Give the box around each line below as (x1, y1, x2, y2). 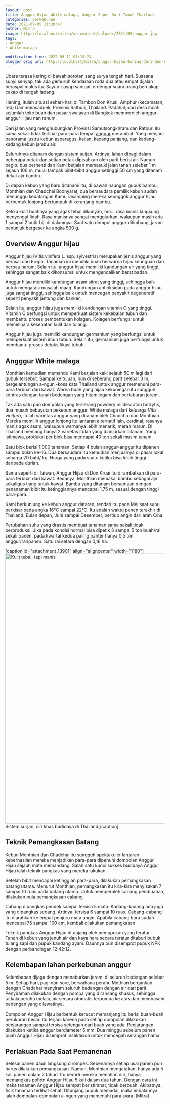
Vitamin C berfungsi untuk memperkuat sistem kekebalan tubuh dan (5, 310, 147, 317)
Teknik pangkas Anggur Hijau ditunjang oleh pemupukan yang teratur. (5, 929, 151, 935)
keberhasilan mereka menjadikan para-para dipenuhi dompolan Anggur (5, 857, 154, 863)
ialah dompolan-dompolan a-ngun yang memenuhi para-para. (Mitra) (5, 1093, 150, 1099)
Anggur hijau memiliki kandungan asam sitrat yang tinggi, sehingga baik (5, 279, 155, 285)
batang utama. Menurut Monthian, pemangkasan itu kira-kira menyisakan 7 (5, 882, 162, 889)
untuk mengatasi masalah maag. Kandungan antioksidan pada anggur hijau (5, 285, 162, 291)
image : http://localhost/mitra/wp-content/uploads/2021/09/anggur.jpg (5, 31, 157, 36)
